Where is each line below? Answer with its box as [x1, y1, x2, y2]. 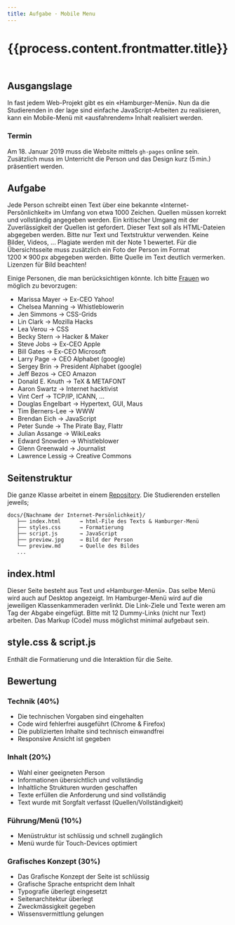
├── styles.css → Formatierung [16, 524, 124, 531]
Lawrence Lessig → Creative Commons [17, 452, 132, 460]
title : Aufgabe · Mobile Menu [7, 10, 96, 18]
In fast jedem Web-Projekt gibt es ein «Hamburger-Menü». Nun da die [7, 99, 210, 107]
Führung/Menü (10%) [7, 816, 82, 825]
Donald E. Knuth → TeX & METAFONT [17, 377, 126, 386]
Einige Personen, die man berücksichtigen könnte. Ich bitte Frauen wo [7, 274, 210, 283]
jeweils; [7, 498, 29, 507]
